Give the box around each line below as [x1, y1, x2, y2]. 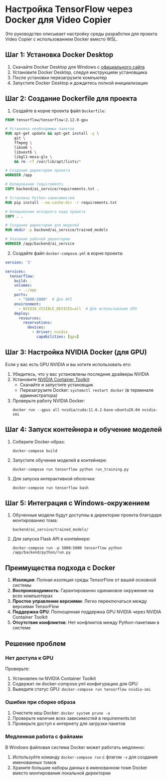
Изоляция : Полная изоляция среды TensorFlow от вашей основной [12, 577, 156, 583]
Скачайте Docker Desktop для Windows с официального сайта [12, 64, 145, 70]
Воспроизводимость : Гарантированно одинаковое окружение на [12, 588, 154, 594]
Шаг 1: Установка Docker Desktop [5, 51, 114, 59]
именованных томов [12, 759, 56, 765]
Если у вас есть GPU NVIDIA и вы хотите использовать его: [5, 361, 132, 367]
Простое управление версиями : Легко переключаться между [12, 598, 147, 604]
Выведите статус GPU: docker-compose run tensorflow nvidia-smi [12, 686, 151, 692]
